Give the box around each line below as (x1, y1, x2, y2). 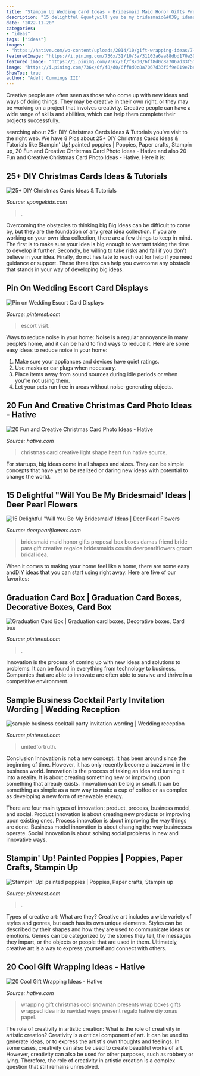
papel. (20, 1013, 37, 1021)
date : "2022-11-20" (6, 20, 55, 26)
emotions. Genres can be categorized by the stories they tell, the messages (6, 932, 192, 939)
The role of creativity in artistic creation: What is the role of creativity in (6, 1025, 181, 1032)
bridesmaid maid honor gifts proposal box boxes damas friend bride (20, 538, 187, 545)
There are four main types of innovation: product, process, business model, (6, 804, 192, 811)
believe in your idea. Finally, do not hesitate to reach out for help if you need (6, 253, 193, 260)
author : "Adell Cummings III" (6, 75, 82, 81)
